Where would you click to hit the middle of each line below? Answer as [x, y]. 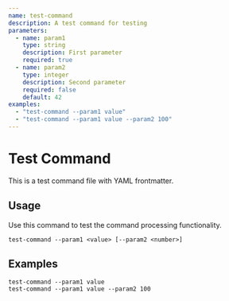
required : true [48, 61]
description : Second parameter [74, 82]
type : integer [46, 75]
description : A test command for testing [78, 23]
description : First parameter [73, 53]
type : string [44, 45]
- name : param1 [41, 38]
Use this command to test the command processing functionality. [115, 225]
